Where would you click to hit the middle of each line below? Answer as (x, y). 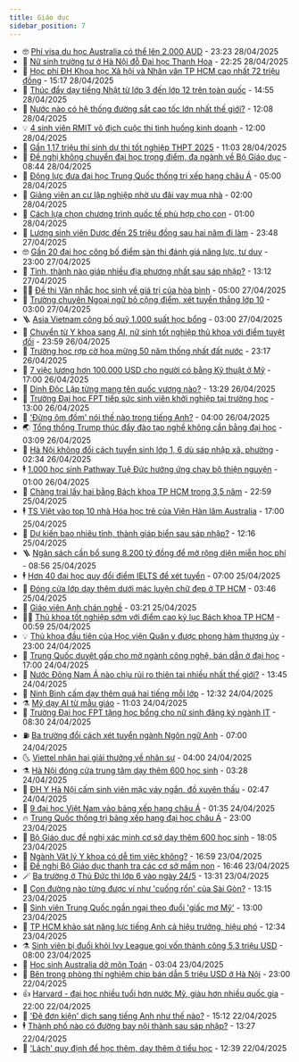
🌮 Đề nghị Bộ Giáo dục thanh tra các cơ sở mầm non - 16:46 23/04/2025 (156, 866)
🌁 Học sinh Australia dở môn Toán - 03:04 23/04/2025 (123, 964)
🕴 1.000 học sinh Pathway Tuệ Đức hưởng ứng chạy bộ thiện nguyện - (150, 469)
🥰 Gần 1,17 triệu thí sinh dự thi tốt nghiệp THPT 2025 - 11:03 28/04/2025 (154, 147)
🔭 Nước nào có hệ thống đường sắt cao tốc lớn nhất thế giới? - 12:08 (148, 109)
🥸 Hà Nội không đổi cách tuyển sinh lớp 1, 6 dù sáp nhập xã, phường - (150, 449)
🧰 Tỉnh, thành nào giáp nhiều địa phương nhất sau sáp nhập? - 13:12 (147, 271)
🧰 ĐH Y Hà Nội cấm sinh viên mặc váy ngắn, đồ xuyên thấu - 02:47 (145, 789)
